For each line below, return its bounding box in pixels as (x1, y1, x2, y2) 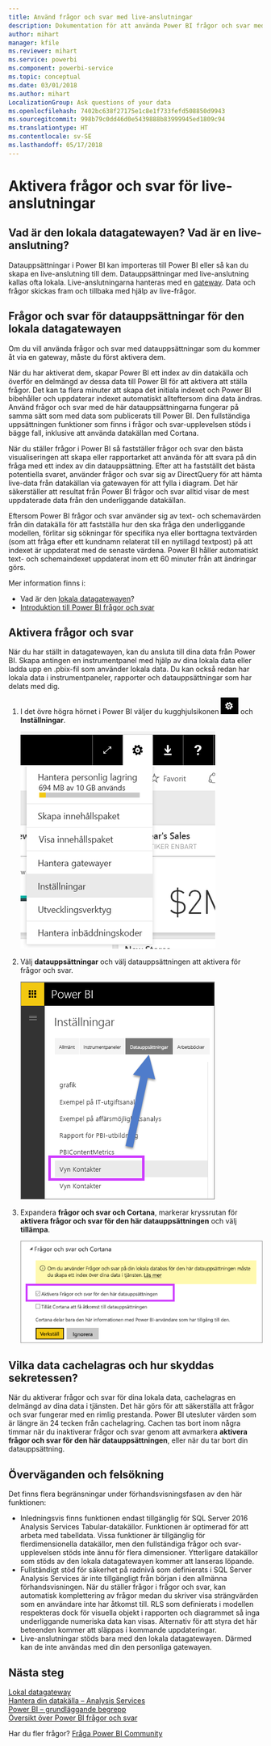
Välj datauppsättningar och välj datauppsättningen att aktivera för (19, 957, 241, 966)
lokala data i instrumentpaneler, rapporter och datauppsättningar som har (8, 673, 252, 683)
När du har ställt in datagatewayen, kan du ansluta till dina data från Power (8, 647, 256, 657)
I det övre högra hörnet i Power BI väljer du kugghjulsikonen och (19, 707, 253, 717)
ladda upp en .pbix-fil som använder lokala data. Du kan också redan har (8, 664, 250, 674)
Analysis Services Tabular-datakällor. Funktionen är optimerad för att (19, 1522, 249, 1532)
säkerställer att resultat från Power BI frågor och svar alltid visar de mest (8, 486, 249, 497)
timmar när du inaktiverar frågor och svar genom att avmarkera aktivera (8, 1427, 248, 1437)
